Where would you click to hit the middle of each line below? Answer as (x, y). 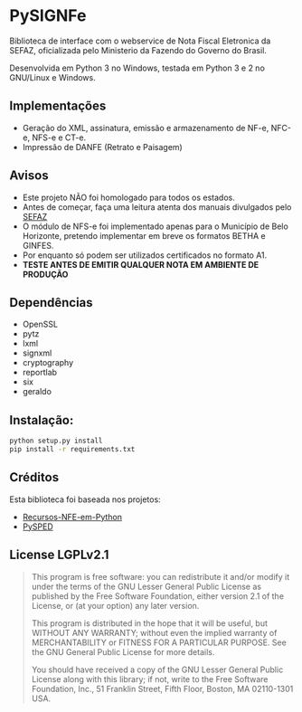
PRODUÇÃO (45, 274)
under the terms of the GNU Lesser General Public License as (146, 586)
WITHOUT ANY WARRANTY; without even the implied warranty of (154, 632)
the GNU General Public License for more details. (123, 651)
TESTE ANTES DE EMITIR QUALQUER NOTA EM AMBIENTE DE (141, 264)
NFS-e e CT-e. (59, 138)
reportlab (39, 373)
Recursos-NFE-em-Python (72, 517)
